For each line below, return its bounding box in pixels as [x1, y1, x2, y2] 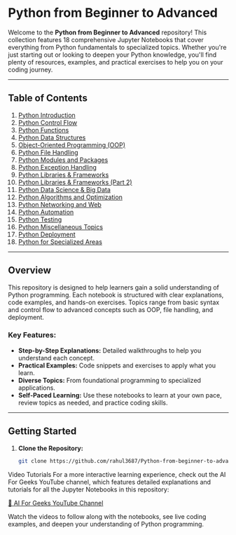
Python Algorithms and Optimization [18, 193, 123, 201]
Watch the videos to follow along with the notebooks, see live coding [8, 512, 207, 520]
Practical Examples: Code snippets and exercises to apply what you [18, 361, 216, 370]
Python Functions [18, 126, 69, 134]
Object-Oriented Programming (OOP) [18, 140, 125, 149]
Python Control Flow [18, 118, 78, 127]
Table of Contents [8, 93, 88, 104]
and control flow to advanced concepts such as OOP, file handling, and [8, 305, 214, 313]
